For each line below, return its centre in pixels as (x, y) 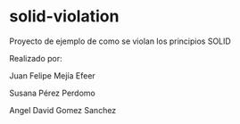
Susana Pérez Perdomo (52, 93)
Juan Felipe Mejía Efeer (52, 75)
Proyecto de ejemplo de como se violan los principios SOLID (120, 41)
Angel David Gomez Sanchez (63, 110)
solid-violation (64, 17)
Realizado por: (36, 58)
